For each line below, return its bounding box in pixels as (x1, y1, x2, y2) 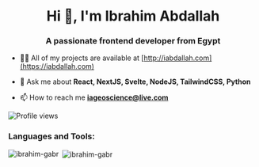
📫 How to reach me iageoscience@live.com (19, 93, 169, 102)
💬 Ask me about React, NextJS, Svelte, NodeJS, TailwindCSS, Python (19, 77, 251, 86)
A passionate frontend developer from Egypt (45, 36, 221, 47)
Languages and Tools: (8, 131, 95, 142)
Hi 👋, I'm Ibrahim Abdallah (46, 7, 220, 25)
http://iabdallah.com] (143, 53, 212, 63)
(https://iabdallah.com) (19, 62, 95, 71)
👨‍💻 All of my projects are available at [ (19, 53, 144, 63)
